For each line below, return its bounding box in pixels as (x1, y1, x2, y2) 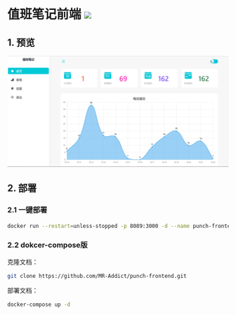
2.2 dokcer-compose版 (7, 240, 88, 250)
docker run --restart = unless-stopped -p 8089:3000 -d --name (7, 222, 190, 229)
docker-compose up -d (7, 301, 71, 308)
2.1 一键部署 (7, 205, 48, 215)
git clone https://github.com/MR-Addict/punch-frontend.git (7, 272, 188, 279)
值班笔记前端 (7, 6, 82, 22)
